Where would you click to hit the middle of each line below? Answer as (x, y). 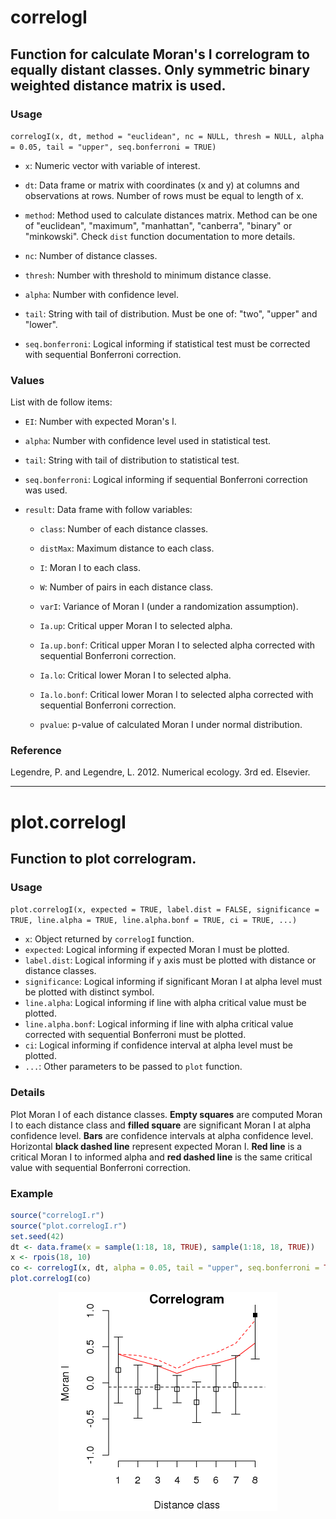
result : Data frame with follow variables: (108, 510)
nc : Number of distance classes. (91, 255)
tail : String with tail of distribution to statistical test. (132, 460)
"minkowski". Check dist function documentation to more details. (160, 236)
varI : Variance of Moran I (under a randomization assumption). (169, 607)
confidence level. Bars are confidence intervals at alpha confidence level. (162, 1135)
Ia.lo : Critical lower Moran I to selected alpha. (135, 675)
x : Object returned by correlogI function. (109, 939)
